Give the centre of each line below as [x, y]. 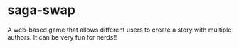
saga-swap [42, 10]
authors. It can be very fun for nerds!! [62, 37]
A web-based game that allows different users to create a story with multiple [119, 30]
